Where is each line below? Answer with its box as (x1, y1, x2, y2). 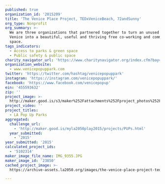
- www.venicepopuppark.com (9, 67, 65, 72)
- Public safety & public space (9, 53, 76, 58)
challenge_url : (9, 122, 41, 126)
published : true (5, 7, 38, 12)
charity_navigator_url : (5, 58, 54, 62)
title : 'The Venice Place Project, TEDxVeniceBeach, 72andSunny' (5, 16, 141, 21)
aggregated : (5, 117, 29, 122)
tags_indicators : (5, 44, 41, 49)
